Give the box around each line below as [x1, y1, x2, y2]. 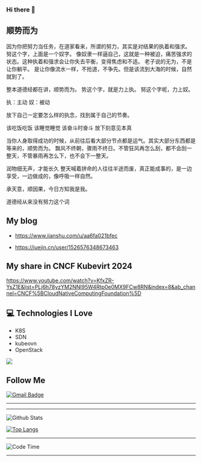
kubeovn [14, 340, 37, 347]
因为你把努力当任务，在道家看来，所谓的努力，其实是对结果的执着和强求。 [6, 42, 191, 50]
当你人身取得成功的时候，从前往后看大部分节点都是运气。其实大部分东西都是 [6, 137, 196, 144]
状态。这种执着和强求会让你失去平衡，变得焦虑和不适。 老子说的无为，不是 [6, 57, 192, 65]
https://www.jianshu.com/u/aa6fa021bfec [14, 232, 118, 239]
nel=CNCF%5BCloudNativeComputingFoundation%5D [6, 290, 142, 297]
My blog [6, 216, 38, 226]
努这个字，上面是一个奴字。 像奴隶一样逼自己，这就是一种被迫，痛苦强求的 [6, 50, 192, 57]
